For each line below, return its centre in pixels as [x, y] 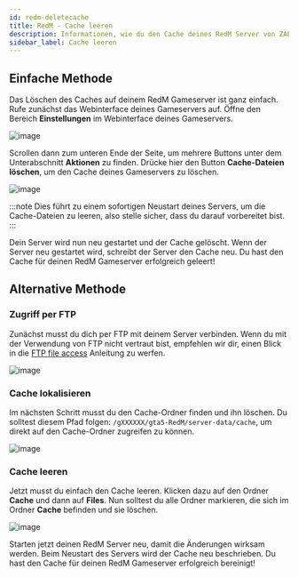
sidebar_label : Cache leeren [63, 42]
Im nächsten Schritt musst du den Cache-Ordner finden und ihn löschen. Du [149, 413]
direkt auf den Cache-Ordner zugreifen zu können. [102, 431]
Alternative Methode [68, 289]
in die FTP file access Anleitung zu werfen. [87, 353]
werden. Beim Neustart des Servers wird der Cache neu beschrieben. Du [143, 554]
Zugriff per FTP [43, 315]
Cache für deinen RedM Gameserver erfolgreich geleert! [112, 261]
